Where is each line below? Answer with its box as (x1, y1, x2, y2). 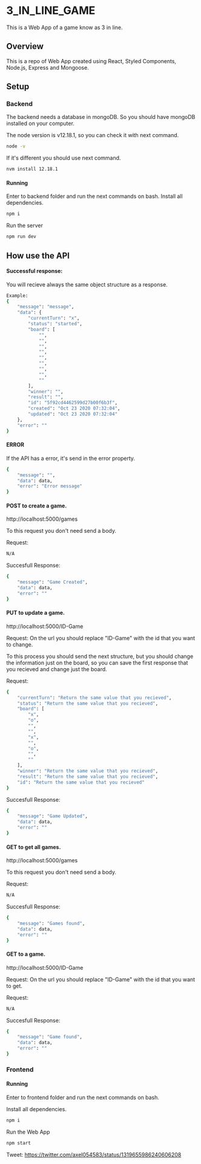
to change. (6, 641, 33, 648)
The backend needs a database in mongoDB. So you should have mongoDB (6, 113, 196, 121)
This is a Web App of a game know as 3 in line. (6, 24, 123, 31)
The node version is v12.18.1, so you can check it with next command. (6, 132, 179, 139)
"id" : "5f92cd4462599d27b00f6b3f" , (28, 400, 118, 406)
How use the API (6, 250, 70, 261)
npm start (6, 1140, 31, 1146)
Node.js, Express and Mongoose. (6, 64, 89, 71)
